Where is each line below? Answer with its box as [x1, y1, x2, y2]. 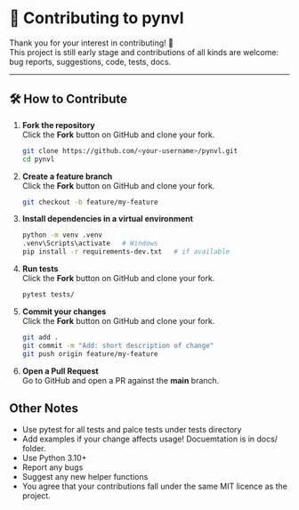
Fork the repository [21, 119, 95, 130]
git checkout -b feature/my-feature [21, 198, 158, 206]
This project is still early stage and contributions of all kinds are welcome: [9, 46, 279, 57]
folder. [21, 443, 46, 454]
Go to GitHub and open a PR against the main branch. [21, 375, 220, 385]
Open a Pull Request [21, 365, 100, 376]
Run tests [21, 263, 59, 274]
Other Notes [9, 401, 78, 416]
